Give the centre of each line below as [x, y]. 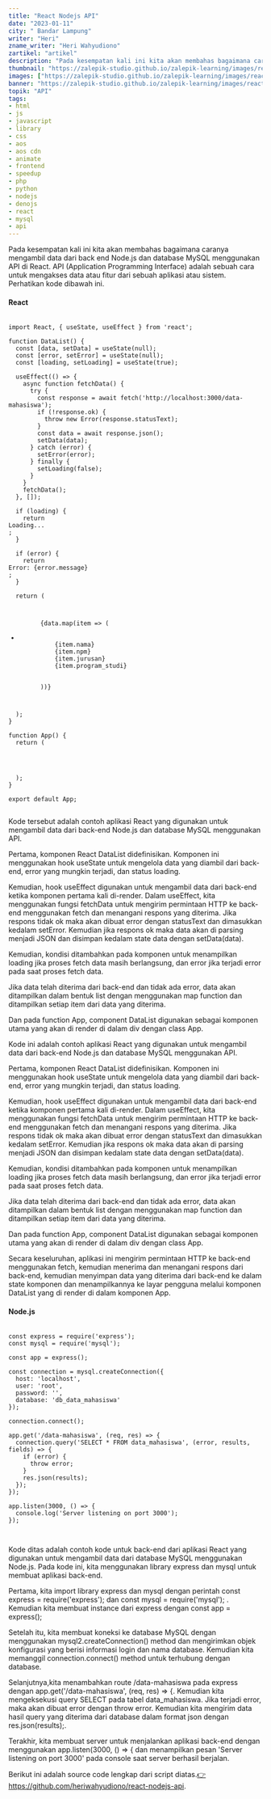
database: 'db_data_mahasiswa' [68, 1400]
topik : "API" [30, 91]
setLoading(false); [70, 469]
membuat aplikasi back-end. [56, 1575]
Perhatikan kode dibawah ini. [56, 284]
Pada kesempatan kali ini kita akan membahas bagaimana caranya [119, 249]
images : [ [25, 76]
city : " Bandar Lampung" [50, 31]
